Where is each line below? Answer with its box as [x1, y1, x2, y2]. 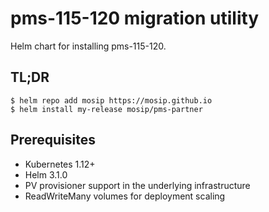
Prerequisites [10, 132, 96, 149]
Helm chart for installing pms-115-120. [10, 40, 167, 52]
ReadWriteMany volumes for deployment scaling [24, 190, 226, 202]
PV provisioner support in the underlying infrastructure [24, 179, 251, 191]
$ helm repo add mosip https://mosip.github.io [10, 95, 213, 106]
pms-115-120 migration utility [10, 7, 260, 30]
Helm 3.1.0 [24, 168, 68, 181]
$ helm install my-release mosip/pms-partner [10, 104, 203, 114]
